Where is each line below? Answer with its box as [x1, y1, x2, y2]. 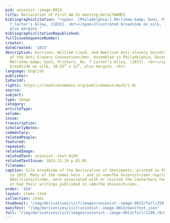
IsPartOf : [5, 78, 26, 83]
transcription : [5, 120, 37, 126]
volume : [5, 111, 22, 117]
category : [5, 102, 26, 107]
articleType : [5, 106, 33, 111]
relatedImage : [5, 149, 35, 154]
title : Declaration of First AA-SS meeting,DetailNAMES [5, 12, 125, 17]
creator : [5, 41, 24, 46]
